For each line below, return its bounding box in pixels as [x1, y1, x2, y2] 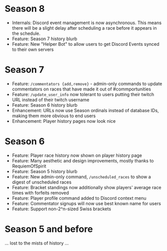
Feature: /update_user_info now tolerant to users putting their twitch [12, 91, 154, 97]
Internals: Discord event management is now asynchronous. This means [12, 20, 162, 26]
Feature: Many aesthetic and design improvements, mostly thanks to [12, 157, 154, 163]
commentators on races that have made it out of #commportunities [12, 86, 151, 92]
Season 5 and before [5, 223, 93, 234]
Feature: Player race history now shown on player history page [12, 152, 142, 158]
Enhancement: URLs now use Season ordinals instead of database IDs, [12, 107, 159, 113]
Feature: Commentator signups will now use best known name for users [12, 200, 161, 206]
